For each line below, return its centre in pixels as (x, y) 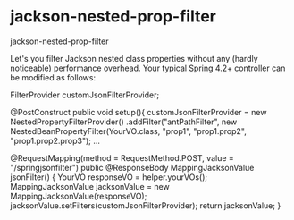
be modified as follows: (53, 77)
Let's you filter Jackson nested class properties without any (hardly (134, 58)
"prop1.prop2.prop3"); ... (55, 140)
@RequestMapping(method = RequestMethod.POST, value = (122, 157)
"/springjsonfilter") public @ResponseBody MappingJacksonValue (132, 167)
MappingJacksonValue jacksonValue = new (90, 186)
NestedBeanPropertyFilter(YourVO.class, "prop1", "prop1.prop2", (128, 131)
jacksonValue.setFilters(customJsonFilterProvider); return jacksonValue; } (146, 205)
